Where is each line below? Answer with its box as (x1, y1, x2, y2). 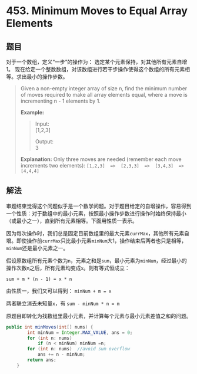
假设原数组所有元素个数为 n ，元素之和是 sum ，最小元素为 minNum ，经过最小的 (6, 257, 187, 264)
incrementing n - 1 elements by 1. (20, 97, 101, 104)
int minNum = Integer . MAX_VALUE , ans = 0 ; (27, 329, 133, 336)
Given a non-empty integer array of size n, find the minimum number (20, 85, 188, 92)
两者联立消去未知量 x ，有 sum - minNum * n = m (6, 300, 120, 307)
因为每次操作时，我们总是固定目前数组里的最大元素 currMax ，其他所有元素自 (6, 229, 190, 237)
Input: (35, 120, 50, 127)
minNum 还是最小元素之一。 (6, 244, 69, 251)
